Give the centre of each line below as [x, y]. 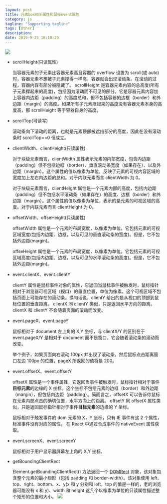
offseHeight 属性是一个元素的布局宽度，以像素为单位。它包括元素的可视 [86, 251]
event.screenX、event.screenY [44, 440]
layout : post [19, 10]
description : [19, 33]
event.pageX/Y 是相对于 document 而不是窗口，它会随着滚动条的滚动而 [86, 337]
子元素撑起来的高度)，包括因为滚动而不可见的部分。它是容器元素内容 [83, 91]
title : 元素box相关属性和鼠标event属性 [42, 14]
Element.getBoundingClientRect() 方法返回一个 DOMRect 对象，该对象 [84, 471]
